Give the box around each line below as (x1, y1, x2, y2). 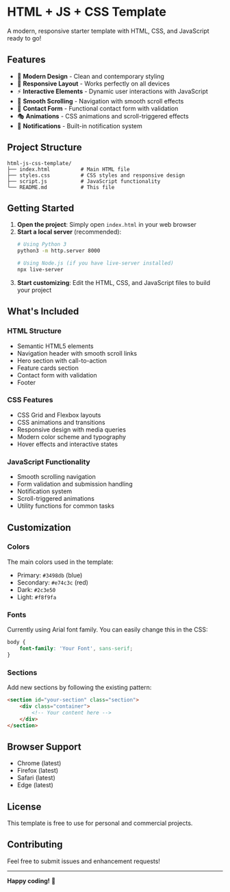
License (7, 801, 42, 813)
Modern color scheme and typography (16, 432, 127, 441)
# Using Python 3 (16, 241, 67, 248)
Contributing (7, 839, 63, 850)
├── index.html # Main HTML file (7, 166, 130, 173)
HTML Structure (7, 326, 62, 336)
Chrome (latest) (16, 759, 62, 767)
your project (16, 286, 52, 294)
